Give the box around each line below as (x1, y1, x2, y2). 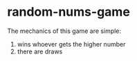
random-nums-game (7, 4, 130, 20)
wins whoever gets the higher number (17, 40, 126, 48)
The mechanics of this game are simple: (7, 27, 122, 35)
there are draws (17, 47, 63, 56)
